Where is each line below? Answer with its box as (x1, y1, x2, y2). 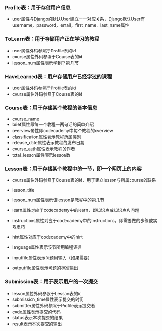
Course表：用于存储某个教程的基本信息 (5, 105, 97, 111)
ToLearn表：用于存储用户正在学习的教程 (5, 35, 99, 42)
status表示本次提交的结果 (12, 314, 63, 320)
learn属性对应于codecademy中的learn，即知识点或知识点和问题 (12, 208, 140, 213)
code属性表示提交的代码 (12, 309, 61, 314)
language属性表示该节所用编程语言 (12, 244, 82, 250)
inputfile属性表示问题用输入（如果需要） (12, 255, 92, 261)
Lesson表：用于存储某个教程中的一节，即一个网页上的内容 (5, 165, 142, 172)
